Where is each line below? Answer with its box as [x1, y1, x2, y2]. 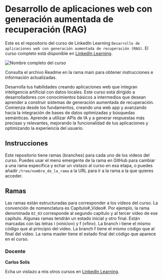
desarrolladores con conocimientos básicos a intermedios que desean [5, 94, 146, 100]
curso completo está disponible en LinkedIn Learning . [5, 50, 113, 56]
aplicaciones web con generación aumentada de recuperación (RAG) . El [5, 45, 148, 51]
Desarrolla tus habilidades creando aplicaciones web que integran [5, 84, 138, 89]
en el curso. [5, 236, 29, 242]
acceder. [5, 173, 23, 178]
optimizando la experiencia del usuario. [5, 125, 84, 131]
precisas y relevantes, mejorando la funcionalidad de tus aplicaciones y [5, 120, 148, 126]
